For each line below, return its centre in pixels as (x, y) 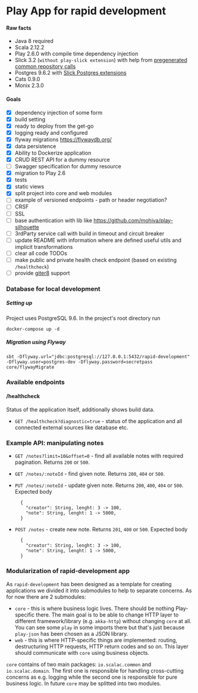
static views (29, 187)
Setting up (19, 303)
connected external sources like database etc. (71, 427)
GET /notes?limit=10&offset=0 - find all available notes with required (99, 456)
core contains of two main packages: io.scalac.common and (79, 664)
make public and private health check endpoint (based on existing (96, 260)
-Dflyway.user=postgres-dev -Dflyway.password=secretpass (79, 362)
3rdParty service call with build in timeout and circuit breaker (89, 233)
